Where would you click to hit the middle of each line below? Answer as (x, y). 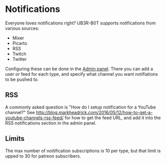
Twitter (20, 59)
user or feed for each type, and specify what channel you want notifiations (82, 74)
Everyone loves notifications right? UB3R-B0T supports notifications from (81, 23)
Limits (15, 139)
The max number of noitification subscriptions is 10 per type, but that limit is (83, 151)
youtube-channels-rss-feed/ (34, 118)
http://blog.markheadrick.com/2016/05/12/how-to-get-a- (94, 112)
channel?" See (20, 112)
